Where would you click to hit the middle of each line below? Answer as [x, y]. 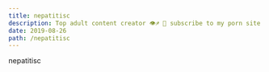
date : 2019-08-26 [38, 30]
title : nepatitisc [39, 16]
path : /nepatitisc [39, 38]
